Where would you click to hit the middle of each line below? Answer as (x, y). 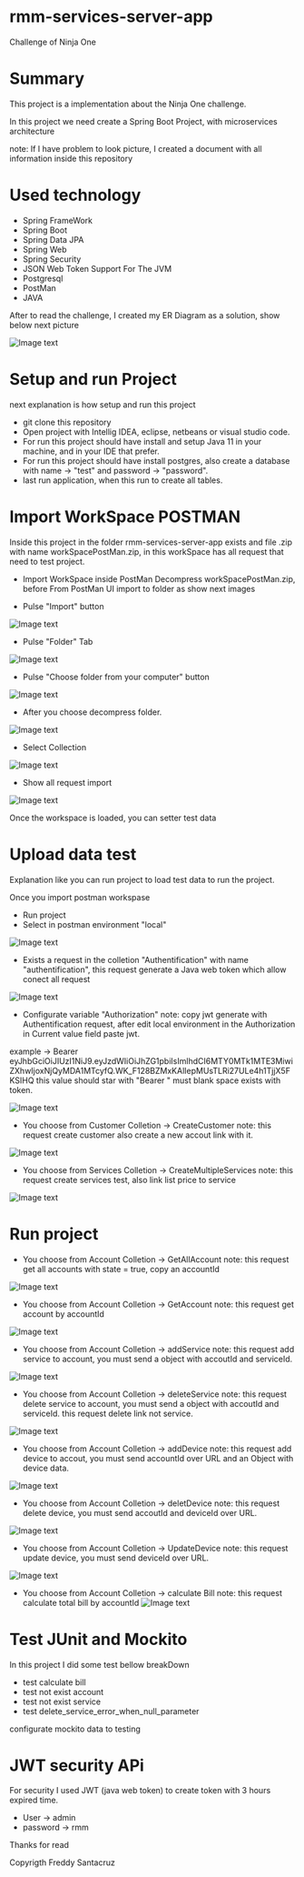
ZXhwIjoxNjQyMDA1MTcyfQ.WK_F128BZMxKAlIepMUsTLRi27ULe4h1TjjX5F (150, 1070)
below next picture (44, 325)
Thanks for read (39, 1845)
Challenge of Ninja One (53, 42)
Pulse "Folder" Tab (58, 641)
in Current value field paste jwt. (81, 1033)
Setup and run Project (93, 379)
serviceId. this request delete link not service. (108, 1413)
